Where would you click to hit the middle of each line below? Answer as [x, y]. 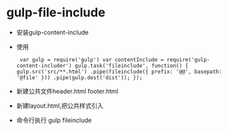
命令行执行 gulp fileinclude [54, 120]
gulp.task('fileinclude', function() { [131, 65]
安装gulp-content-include [52, 32]
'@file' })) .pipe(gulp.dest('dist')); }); [79, 77]
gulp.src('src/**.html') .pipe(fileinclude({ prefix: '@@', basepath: [119, 72]
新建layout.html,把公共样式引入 [60, 105]
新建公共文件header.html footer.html [67, 91]
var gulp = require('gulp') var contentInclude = [92, 59]
